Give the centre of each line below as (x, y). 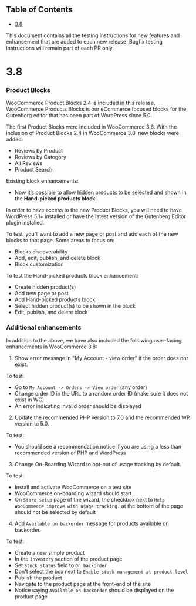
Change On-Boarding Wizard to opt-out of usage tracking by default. (98, 464)
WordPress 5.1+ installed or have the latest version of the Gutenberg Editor (96, 216)
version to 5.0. (32, 423)
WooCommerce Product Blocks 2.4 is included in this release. (81, 103)
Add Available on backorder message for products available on (92, 523)
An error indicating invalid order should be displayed (78, 406)
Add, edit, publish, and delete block (58, 258)
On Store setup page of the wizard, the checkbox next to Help (90, 499)
